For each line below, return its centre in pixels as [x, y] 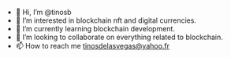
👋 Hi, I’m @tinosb [44, 12]
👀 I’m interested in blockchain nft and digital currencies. [106, 20]
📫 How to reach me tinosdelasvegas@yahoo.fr [93, 46]
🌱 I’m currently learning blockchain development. [95, 29]
